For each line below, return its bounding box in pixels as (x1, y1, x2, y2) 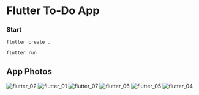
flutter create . (6, 39, 51, 46)
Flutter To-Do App (6, 4, 100, 18)
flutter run (6, 50, 37, 56)
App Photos (6, 66, 52, 77)
